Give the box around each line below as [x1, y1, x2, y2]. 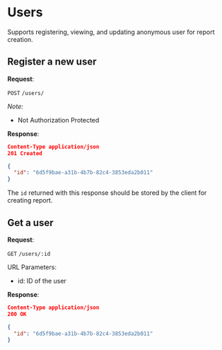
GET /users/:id [7, 250, 51, 257]
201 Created [7, 149, 42, 157]
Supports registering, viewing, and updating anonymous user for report [7, 28, 215, 36]
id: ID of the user [17, 276, 67, 285]
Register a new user [7, 56, 97, 68]
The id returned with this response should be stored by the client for [7, 188, 207, 197]
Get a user [7, 217, 54, 229]
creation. [7, 35, 33, 43]
